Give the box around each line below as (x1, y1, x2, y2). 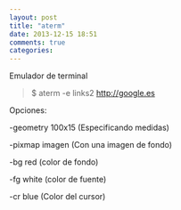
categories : (9, 46, 53, 55)
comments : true (9, 37, 66, 47)
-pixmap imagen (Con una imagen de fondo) (9, 140, 172, 150)
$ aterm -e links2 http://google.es (30, 88, 156, 99)
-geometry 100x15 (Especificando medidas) (9, 122, 169, 133)
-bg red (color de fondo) (9, 157, 99, 167)
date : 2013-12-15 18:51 (9, 29, 98, 38)
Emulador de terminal (9, 70, 88, 81)
